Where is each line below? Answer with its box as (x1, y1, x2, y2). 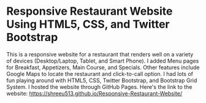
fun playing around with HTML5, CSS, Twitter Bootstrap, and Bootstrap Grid (6, 77, 197, 84)
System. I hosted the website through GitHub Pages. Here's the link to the (6, 83, 193, 90)
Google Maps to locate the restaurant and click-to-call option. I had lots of (6, 70, 194, 77)
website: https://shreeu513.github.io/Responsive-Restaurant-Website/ (6, 90, 183, 97)
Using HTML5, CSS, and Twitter (6, 17, 170, 31)
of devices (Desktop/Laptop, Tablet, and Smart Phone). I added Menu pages (6, 57, 199, 64)
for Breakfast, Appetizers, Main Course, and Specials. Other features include (6, 63, 200, 71)
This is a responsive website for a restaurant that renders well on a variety (6, 50, 194, 58)
